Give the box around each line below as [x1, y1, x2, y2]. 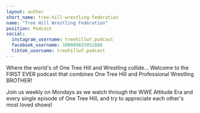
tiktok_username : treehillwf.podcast [11, 48, 106, 54]
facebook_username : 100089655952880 [11, 42, 103, 48]
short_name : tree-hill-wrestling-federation [6, 14, 119, 20]
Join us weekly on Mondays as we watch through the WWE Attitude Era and [6, 88, 193, 96]
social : [6, 31, 26, 37]
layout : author [6, 8, 44, 15]
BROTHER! [6, 77, 33, 84]
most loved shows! [6, 101, 53, 108]
